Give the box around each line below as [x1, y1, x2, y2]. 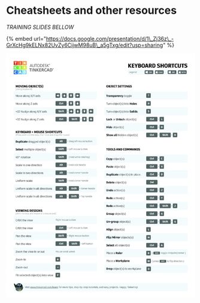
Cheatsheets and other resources [6, 4, 177, 17]
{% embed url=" [6, 35, 47, 42]
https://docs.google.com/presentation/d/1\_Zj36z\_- [46, 35, 174, 42]
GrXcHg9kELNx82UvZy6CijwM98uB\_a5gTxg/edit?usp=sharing [6, 41, 163, 49]
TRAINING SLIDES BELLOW [6, 23, 74, 31]
